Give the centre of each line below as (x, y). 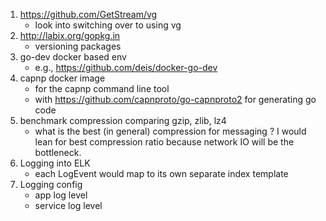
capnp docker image (62, 78)
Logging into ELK (55, 163)
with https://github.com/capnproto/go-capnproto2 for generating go (175, 99)
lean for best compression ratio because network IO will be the (164, 142)
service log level (68, 205)
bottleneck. (58, 152)
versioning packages (78, 46)
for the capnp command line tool (102, 88)
